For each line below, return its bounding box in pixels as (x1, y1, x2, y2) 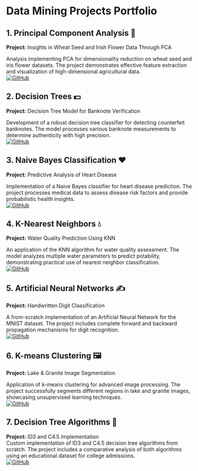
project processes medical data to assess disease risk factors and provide (6, 189, 188, 196)
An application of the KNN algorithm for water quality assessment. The (6, 246, 180, 253)
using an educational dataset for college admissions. (6, 452, 136, 459)
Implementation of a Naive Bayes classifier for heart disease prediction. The (6, 182, 192, 190)
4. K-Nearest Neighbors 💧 (6, 219, 101, 229)
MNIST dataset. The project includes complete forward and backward (6, 320, 177, 327)
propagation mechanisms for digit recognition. (6, 326, 120, 333)
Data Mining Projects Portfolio (6, 4, 158, 18)
